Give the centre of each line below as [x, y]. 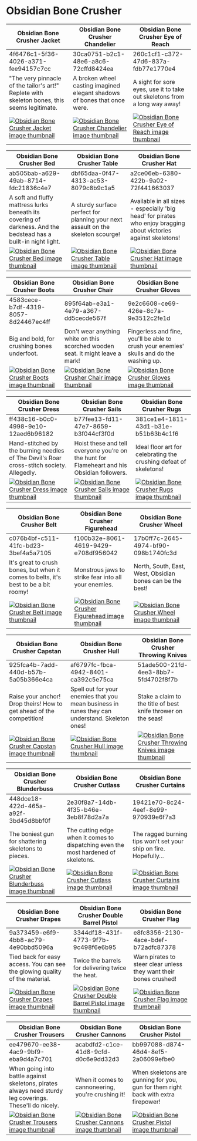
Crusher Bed [37, 163]
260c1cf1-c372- [158, 54]
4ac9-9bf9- [27, 1052]
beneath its [24, 212]
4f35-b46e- [84, 809]
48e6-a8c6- [91, 61]
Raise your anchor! [35, 696]
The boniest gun [32, 833]
